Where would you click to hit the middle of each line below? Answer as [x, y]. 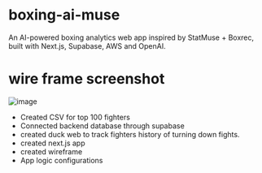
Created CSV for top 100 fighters [75, 117]
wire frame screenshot [87, 79]
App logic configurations [61, 160]
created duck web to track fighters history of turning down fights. [130, 134]
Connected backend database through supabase [102, 125]
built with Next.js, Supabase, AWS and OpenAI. [87, 45]
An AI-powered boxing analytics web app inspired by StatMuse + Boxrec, [131, 37]
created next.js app [52, 143]
